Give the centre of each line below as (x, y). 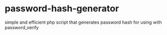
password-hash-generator (62, 9)
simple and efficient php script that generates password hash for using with (83, 22)
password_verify (22, 27)
